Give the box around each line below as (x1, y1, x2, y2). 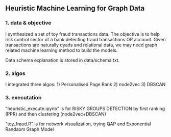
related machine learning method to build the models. (5, 47, 118, 53)
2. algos (5, 70, 26, 77)
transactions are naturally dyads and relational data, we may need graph (5, 42, 157, 48)
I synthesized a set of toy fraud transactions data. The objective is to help (5, 31, 160, 37)
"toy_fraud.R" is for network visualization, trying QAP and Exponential (5, 121, 152, 127)
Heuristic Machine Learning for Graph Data (5, 4, 145, 13)
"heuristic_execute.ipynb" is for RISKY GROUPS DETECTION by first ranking (5, 105, 165, 112)
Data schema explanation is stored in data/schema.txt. (5, 57, 120, 63)
